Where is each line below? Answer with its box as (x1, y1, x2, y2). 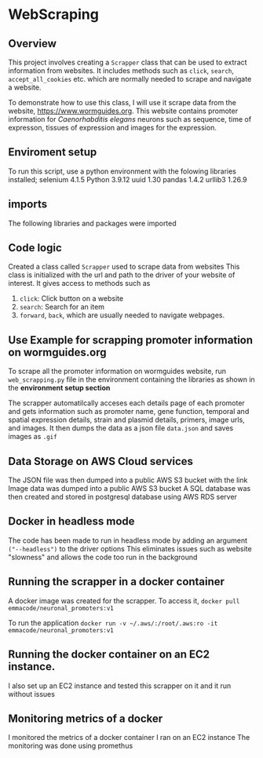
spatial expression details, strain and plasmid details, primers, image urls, (8, 415, 245, 425)
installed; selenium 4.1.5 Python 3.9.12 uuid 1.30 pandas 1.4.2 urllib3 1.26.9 (8, 174, 247, 184)
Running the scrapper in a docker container (8, 575, 225, 588)
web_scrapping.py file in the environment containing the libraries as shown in (8, 375, 255, 384)
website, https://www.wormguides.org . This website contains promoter (8, 106, 238, 115)
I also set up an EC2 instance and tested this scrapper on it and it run (8, 681, 232, 690)
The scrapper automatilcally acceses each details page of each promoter (8, 398, 245, 408)
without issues (8, 689, 55, 698)
